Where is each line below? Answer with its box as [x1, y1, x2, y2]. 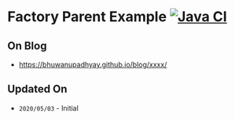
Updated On [7, 82, 68, 96]
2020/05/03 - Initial [18, 103, 79, 113]
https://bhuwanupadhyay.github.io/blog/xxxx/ [18, 60, 167, 69]
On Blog [7, 39, 47, 53]
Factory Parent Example [7, 8, 167, 26]
